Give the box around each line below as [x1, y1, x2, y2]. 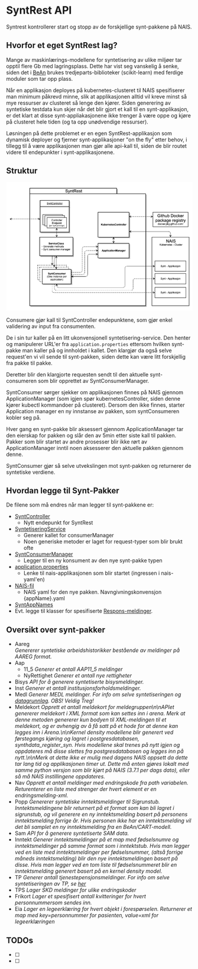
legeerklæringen [14, 918, 55, 925]
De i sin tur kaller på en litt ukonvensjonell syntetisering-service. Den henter [6, 334, 191, 341]
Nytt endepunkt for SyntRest [23, 519, 93, 526]
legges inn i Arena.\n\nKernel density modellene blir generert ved [14, 729, 174, 736]
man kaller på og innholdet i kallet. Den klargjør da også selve [22, 347, 173, 354]
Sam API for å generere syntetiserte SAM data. [14, 829, 129, 837]
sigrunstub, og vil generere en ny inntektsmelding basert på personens [14, 811, 188, 818]
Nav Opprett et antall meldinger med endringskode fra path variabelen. [14, 779, 189, 787]
